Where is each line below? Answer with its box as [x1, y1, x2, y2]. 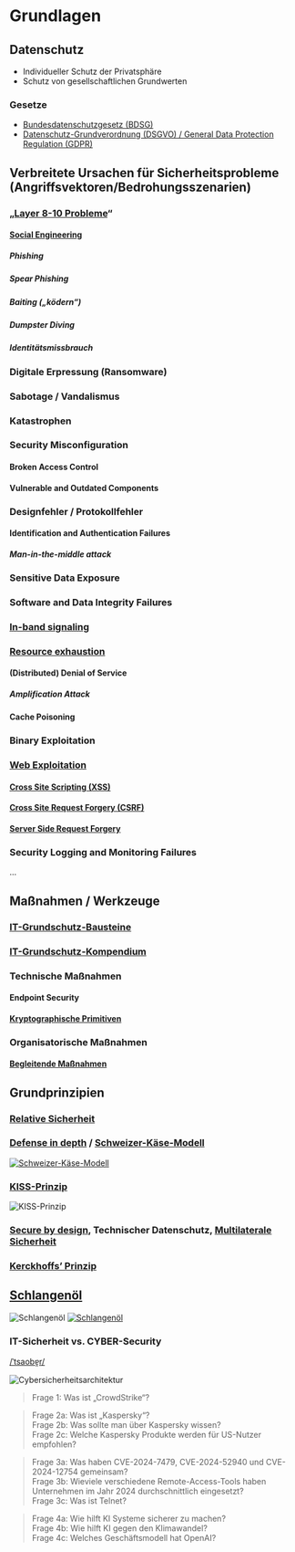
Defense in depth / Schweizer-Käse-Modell [9, 1137, 205, 1149]
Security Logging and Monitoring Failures [9, 845, 198, 858]
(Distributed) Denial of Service [9, 667, 127, 678]
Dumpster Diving [9, 319, 76, 330]
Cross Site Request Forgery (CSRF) [9, 802, 145, 813]
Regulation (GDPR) [22, 139, 94, 150]
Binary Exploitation [9, 734, 96, 747]
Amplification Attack [9, 688, 91, 699]
